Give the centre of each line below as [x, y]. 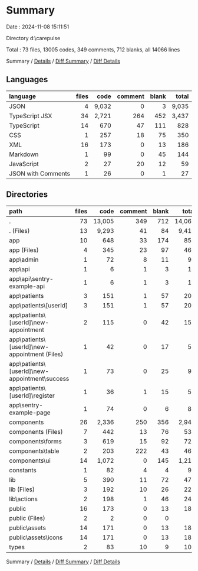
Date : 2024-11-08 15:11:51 [38, 27]
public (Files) [27, 518]
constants [23, 470]
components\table [34, 451]
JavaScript [24, 164]
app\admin [24, 259]
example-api [27, 286]
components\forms [35, 441]
